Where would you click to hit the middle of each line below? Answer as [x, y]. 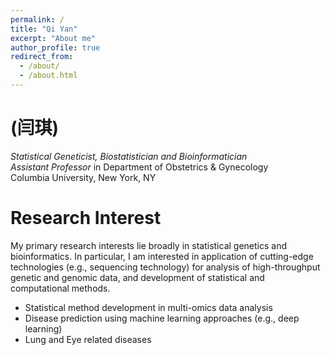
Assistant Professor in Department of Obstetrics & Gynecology [139, 167]
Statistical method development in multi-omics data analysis [148, 307]
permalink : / [37, 19]
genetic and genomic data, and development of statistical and [137, 277]
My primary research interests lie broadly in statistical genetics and [148, 245]
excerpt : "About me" [53, 38]
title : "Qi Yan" [44, 29]
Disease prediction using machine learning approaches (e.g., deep [162, 318]
